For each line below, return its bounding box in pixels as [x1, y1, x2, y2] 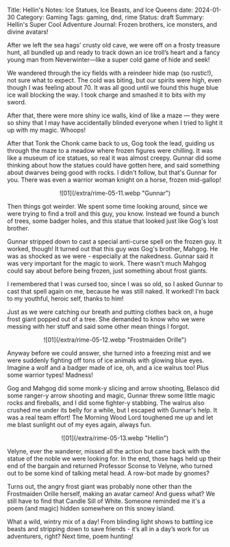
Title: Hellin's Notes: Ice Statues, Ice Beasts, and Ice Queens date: [7, 6, 194, 14]
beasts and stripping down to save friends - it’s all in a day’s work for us [7, 525, 209, 533]
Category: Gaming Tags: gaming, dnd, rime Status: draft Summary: [16, 13, 205, 21]
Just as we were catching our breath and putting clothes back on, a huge [7, 308, 214, 316]
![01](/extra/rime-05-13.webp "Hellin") [61, 434, 169, 442]
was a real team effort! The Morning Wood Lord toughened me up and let [7, 413, 214, 421]
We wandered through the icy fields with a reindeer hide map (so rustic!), [7, 69, 214, 77]
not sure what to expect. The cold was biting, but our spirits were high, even [7, 76, 222, 84]
